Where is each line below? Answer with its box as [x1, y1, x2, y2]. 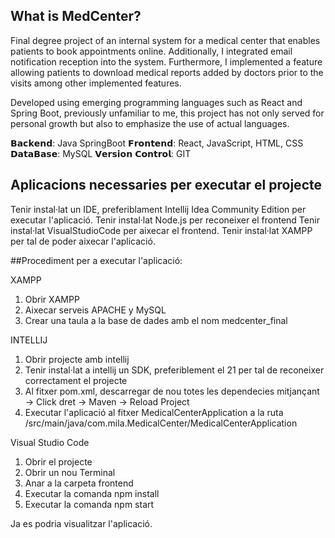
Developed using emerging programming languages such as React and [10, 96, 303, 108]
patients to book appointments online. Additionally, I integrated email [10, 45, 293, 57]
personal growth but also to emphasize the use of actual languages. [10, 117, 290, 129]
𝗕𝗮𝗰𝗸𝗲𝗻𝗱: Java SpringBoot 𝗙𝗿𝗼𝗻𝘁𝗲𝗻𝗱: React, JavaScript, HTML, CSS [10, 137, 304, 149]
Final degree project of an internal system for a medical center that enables [10, 34, 321, 46]
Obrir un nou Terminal [24, 466, 116, 478]
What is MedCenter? [10, 8, 142, 25]
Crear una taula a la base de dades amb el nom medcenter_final [24, 314, 288, 326]
